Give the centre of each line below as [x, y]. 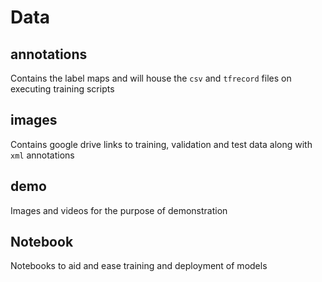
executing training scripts [62, 89]
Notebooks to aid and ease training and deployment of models [139, 266]
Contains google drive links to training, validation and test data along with [161, 144]
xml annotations [42, 155]
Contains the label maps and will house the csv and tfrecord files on [151, 78]
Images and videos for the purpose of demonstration [119, 210]
